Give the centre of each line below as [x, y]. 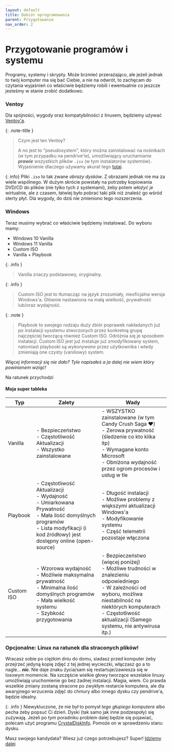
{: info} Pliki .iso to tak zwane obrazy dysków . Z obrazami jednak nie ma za [85, 176]
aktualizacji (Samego [127, 620]
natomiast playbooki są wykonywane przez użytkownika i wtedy [85, 346]
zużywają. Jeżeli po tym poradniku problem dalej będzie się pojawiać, [79, 718]
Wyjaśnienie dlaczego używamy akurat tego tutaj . [70, 167]
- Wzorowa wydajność [63, 568]
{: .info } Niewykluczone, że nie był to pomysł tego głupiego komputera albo [85, 707]
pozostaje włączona [126, 538]
